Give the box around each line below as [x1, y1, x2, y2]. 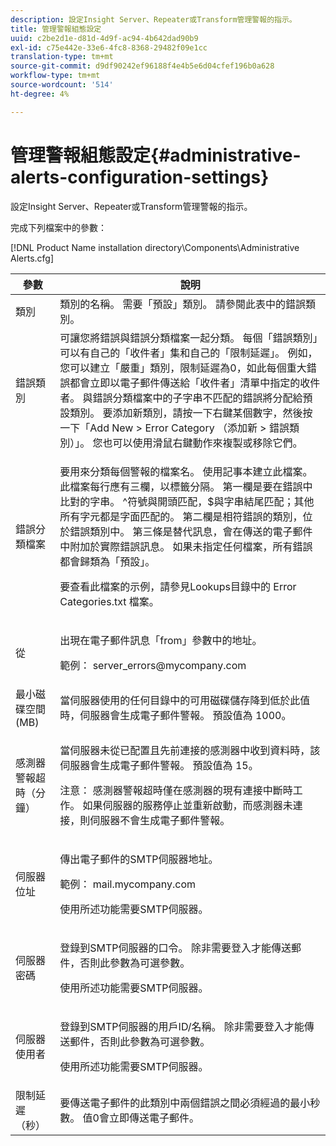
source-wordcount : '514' [10, 80, 114, 90]
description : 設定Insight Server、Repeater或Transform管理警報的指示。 [10, 14, 297, 25]
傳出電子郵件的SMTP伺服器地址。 [59, 852, 219, 866]
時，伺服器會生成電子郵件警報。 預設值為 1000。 [59, 708, 292, 722]
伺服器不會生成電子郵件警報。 [89, 813, 231, 827]
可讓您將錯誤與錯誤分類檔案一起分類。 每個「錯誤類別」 [59, 331, 318, 345]
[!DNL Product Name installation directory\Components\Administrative [10, 241, 300, 253]
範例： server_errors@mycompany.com [59, 658, 247, 672]
